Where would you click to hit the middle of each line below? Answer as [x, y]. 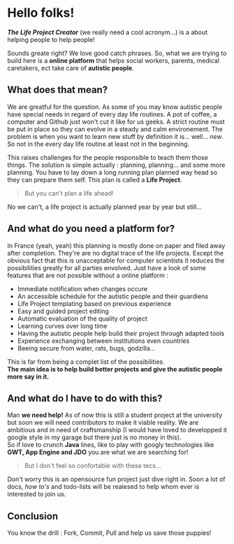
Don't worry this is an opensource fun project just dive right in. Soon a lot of [116, 479]
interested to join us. [37, 494]
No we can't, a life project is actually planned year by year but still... [105, 207]
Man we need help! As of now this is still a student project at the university [115, 415]
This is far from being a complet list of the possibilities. [86, 362]
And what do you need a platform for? [91, 229]
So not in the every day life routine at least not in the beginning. [98, 144]
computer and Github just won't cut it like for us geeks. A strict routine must [116, 122]
